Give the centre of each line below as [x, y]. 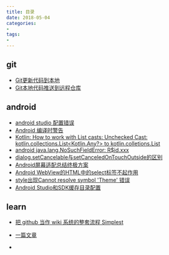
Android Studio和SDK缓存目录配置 [58, 187]
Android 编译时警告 [39, 130]
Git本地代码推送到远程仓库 [48, 87]
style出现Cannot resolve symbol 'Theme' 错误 [73, 180]
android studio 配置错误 [45, 123]
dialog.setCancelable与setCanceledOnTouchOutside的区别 [89, 157]
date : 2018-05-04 [28, 18]
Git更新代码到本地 [37, 80]
